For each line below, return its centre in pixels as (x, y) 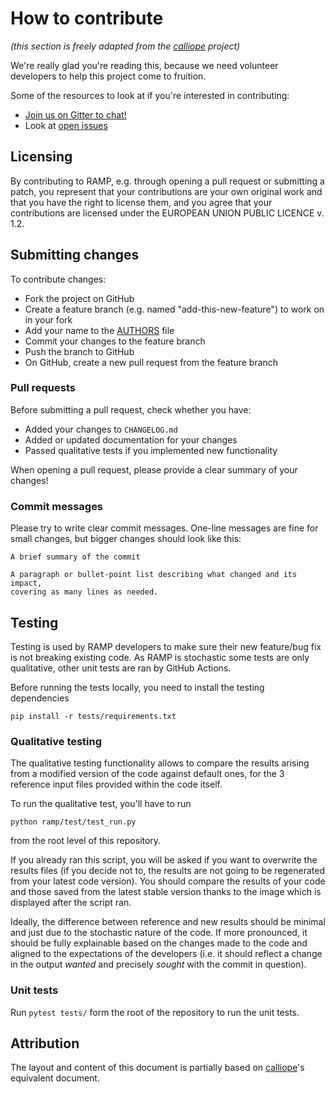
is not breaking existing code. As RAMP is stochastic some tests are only (160, 657)
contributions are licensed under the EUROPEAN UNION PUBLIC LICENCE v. (167, 213)
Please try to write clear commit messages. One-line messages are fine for (164, 528)
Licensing (41, 157)
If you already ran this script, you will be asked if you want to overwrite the (164, 860)
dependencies (40, 698)
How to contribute (87, 18)
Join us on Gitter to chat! (75, 114)
